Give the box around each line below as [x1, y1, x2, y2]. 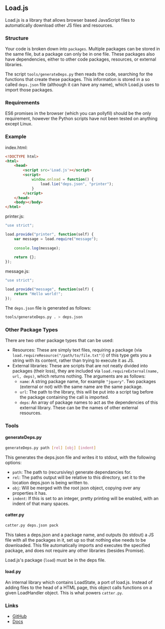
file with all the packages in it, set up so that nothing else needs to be [5, 537, 146, 543]
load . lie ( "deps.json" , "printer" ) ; [40, 181, 114, 187]
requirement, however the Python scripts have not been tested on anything [5, 116, 158, 121]
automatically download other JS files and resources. [5, 22, 114, 28]
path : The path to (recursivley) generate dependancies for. [12, 469, 132, 475]
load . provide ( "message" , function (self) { [5, 287, 94, 292]
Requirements [5, 99, 40, 106]
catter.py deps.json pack [5, 523, 58, 528]
